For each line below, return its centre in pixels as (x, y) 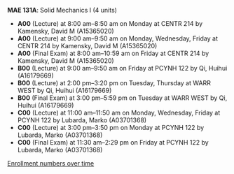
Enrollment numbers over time (51, 163)
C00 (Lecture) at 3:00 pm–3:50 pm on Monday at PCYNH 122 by (111, 128)
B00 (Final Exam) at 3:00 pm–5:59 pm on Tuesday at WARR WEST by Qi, (122, 98)
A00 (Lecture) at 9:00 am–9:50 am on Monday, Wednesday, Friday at (118, 38)
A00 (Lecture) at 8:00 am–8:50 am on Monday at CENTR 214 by (110, 23)
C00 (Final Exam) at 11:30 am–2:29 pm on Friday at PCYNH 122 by (113, 142)
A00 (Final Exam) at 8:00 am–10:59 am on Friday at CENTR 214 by (113, 53)
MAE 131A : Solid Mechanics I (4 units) (62, 10)
